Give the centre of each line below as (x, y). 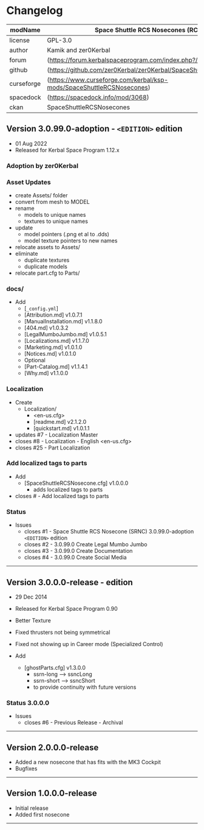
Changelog (35, 11)
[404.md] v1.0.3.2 (46, 328)
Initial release (32, 808)
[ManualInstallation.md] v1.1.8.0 (63, 322)
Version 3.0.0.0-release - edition (70, 582)
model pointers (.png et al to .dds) (66, 234)
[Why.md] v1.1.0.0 (46, 373)
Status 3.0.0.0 (28, 703)
